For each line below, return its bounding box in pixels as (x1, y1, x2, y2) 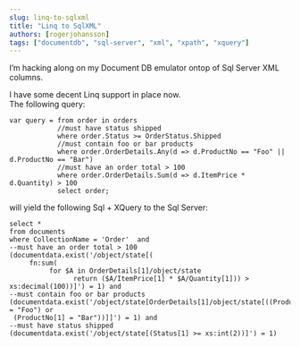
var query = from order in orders (9, 116, 138, 125)
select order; (56, 187, 110, 196)
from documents (9, 227, 66, 237)
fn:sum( (29, 258, 58, 268)
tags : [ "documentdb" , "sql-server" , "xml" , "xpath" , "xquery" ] (9, 38, 250, 47)
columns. (9, 72, 44, 83)
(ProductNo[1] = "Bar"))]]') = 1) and (12, 314, 158, 323)
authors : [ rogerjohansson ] (9, 30, 110, 38)
